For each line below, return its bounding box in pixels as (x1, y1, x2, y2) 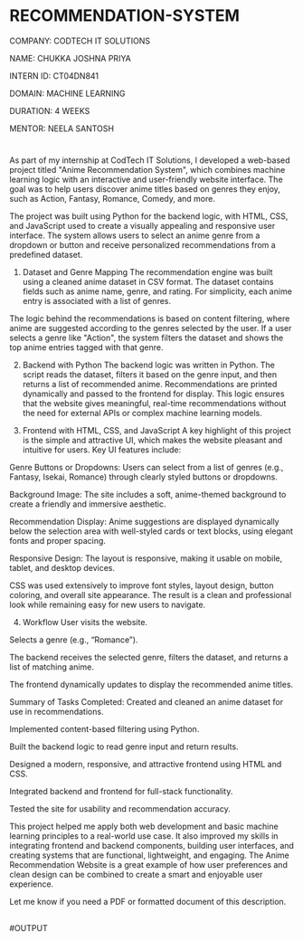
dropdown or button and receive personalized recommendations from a (9, 240, 276, 251)
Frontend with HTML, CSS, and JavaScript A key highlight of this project (22, 425, 291, 436)
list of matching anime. (9, 661, 95, 672)
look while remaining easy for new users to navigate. (9, 599, 206, 611)
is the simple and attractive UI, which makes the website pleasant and (22, 435, 283, 446)
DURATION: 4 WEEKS (9, 105, 90, 116)
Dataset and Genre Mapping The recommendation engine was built (22, 267, 273, 278)
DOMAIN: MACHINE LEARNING (9, 88, 126, 99)
